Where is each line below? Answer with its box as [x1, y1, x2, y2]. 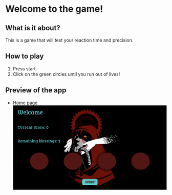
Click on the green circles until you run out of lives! [12, 71, 120, 77]
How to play [5, 52, 44, 61]
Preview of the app [5, 86, 67, 95]
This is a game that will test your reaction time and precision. [5, 37, 134, 43]
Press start [12, 65, 36, 72]
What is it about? [5, 24, 60, 32]
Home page [12, 100, 38, 106]
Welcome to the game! [5, 3, 103, 15]
